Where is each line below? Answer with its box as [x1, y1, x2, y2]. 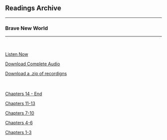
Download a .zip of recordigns [5, 71, 67, 77]
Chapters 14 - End [5, 91, 42, 97]
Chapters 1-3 [5, 130, 32, 136]
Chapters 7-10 [5, 110, 35, 116]
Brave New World [5, 24, 48, 31]
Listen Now [5, 51, 28, 57]
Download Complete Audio [5, 61, 61, 67]
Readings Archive [5, 4, 62, 12]
